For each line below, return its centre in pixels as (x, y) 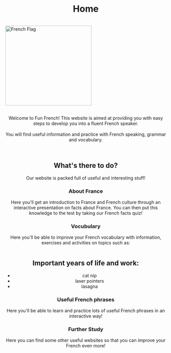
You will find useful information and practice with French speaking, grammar (86, 134)
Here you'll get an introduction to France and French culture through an (86, 203)
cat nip (90, 275)
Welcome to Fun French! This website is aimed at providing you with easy (86, 118)
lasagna (90, 286)
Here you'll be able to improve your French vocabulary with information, (86, 237)
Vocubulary (86, 226)
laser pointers (89, 281)
